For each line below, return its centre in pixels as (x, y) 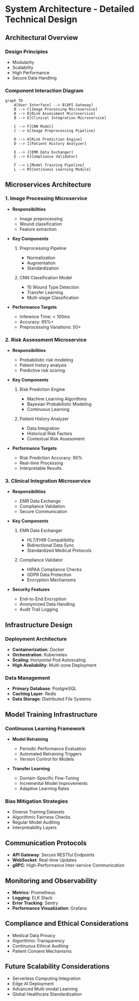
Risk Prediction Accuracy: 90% (51, 458)
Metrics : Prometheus (34, 893)
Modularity (23, 62)
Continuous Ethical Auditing (40, 946)
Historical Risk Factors (50, 433)
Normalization (41, 257)
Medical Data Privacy (34, 935)
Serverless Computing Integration (46, 978)
